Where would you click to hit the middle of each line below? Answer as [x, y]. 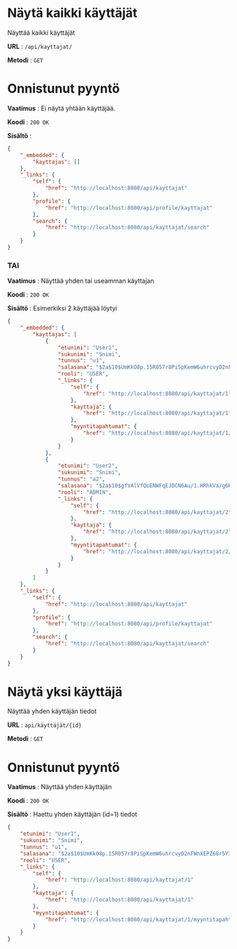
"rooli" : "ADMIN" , [85, 492]
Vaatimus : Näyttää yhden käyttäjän [60, 787]
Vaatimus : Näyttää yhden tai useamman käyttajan [81, 281]
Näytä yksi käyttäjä [65, 692]
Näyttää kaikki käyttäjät [41, 33]
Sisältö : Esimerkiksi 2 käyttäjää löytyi [62, 309]
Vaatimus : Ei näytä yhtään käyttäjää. [61, 108]
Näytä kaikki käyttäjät [72, 13]
